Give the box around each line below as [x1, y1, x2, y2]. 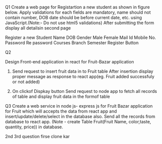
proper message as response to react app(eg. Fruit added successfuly [12, 74, 155, 79]
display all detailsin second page [5, 25, 71, 31]
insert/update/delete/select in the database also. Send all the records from [5, 114, 156, 119]
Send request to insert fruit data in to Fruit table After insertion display [12, 68, 153, 74]
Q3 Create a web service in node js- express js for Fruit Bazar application [5, 103, 153, 109]
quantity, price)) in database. [5, 124, 64, 130]
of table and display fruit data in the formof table [12, 93, 110, 99]
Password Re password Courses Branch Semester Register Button [5, 40, 139, 46]
